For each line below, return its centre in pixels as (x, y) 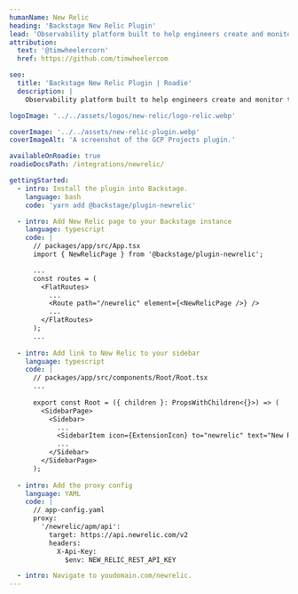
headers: (65, 543)
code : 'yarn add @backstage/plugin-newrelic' (111, 205)
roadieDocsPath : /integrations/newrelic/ (87, 165)
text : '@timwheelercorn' (63, 51)
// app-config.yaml (68, 510)
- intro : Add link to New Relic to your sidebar (109, 353)
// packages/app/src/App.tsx (86, 246)
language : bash (53, 197)
